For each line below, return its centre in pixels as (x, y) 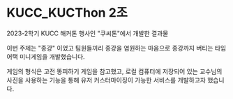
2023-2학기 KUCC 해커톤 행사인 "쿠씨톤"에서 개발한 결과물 (88, 33)
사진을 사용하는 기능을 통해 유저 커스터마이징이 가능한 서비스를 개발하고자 (106, 80)
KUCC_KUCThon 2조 (67, 13)
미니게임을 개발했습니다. (52, 56)
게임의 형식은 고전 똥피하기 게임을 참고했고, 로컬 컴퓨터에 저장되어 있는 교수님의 (114, 71)
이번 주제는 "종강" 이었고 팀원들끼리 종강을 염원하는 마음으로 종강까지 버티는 (110, 48)
